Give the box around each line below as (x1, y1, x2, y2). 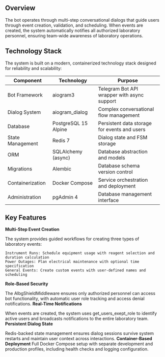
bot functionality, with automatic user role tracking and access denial (5, 295, 145, 302)
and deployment (98, 182, 136, 189)
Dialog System (7, 108, 41, 115)
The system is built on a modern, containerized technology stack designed (5, 60, 156, 66)
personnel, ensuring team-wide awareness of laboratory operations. (5, 32, 143, 38)
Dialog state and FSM (98, 134, 148, 141)
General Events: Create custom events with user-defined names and (5, 268, 146, 273)
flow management (98, 112, 140, 119)
